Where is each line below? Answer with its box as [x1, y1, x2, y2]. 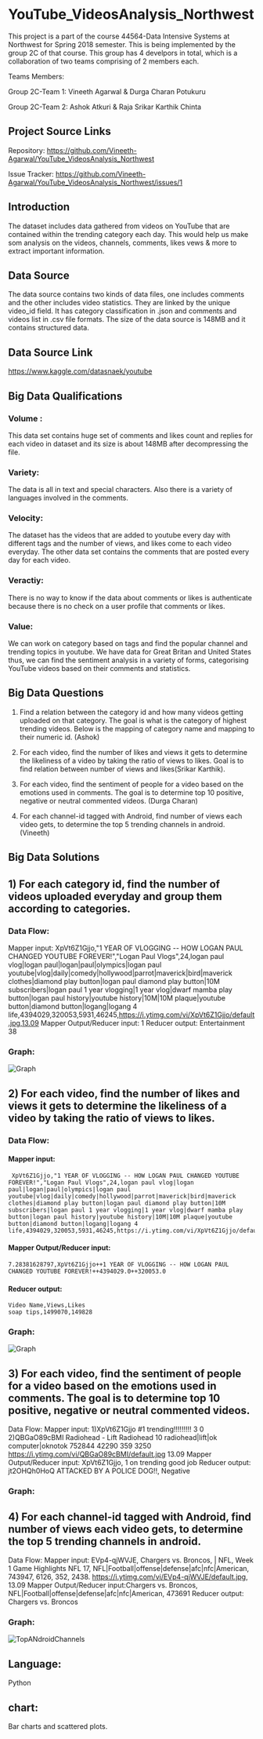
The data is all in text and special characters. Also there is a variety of [8, 485, 233, 494]
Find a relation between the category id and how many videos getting [19, 707, 244, 716]
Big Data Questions [8, 687, 104, 700]
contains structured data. [8, 323, 90, 333]
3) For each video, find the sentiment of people [8, 1367, 242, 1380]
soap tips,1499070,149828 [8, 1308, 92, 1316]
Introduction [8, 200, 70, 213]
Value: [8, 621, 34, 632]
